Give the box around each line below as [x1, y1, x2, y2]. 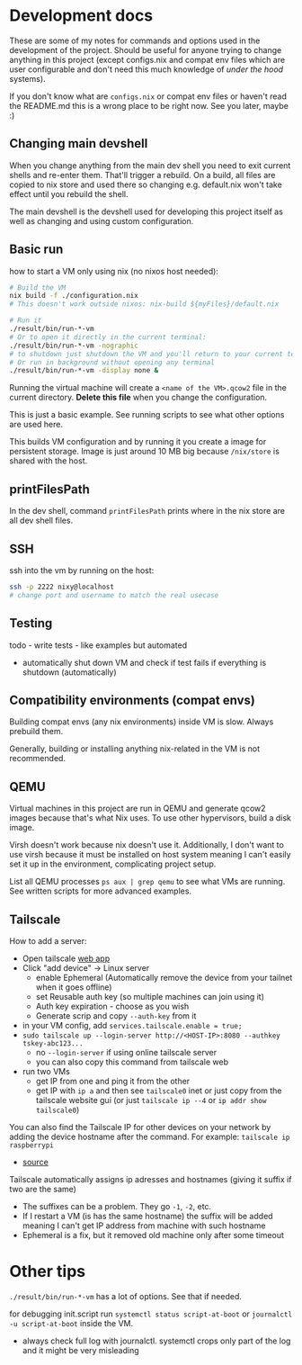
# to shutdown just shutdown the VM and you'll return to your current [9, 349, 283, 358]
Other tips [9, 1262, 86, 1282]
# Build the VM [9, 283, 67, 292]
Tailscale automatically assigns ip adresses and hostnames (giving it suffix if [9, 1173, 292, 1184]
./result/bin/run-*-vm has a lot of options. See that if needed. [9, 1290, 243, 1301]
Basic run [9, 242, 64, 257]
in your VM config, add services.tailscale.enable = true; [22, 1019, 243, 1030]
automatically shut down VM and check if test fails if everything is [22, 657, 267, 668]
